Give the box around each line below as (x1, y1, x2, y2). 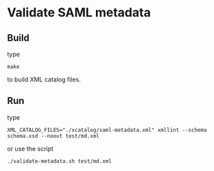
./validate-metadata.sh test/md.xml (7, 157, 112, 165)
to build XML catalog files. (7, 75, 81, 83)
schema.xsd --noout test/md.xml (7, 132, 99, 140)
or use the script (7, 144, 53, 153)
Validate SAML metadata (7, 5, 151, 21)
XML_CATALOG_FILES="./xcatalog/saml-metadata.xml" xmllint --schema (7, 127, 207, 133)
